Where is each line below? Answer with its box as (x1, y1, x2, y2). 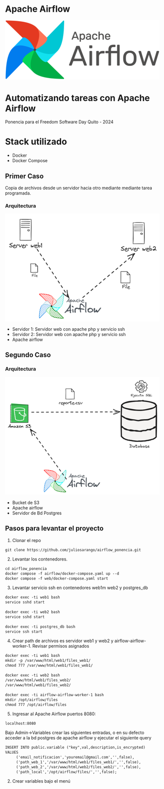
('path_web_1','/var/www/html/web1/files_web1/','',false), (16, 760, 141, 764)
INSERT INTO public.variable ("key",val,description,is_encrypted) (5, 745, 146, 750)
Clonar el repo (12, 537, 41, 543)
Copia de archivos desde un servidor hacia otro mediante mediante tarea (5, 185, 153, 191)
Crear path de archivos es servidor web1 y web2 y (12, 638, 114, 644)
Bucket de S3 (12, 500, 40, 506)
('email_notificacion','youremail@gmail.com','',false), (16, 755, 135, 760)
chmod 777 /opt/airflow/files (5, 702, 67, 707)
